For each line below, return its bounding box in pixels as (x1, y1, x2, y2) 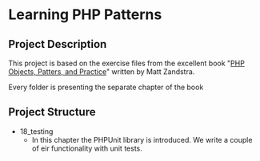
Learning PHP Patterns (8, 6, 162, 24)
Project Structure (8, 105, 96, 119)
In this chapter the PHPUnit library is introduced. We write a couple (31, 135, 253, 144)
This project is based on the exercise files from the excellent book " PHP (8, 58, 246, 68)
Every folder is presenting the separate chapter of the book (8, 82, 204, 92)
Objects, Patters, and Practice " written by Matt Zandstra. (8, 67, 195, 77)
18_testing (19, 126, 54, 136)
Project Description (8, 37, 107, 51)
